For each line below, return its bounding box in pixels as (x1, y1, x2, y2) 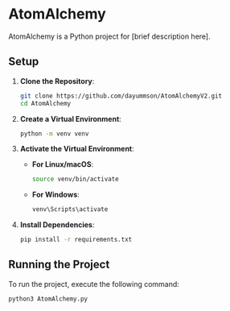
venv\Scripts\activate (31, 205, 109, 214)
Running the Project (8, 258, 110, 272)
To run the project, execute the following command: (8, 279, 179, 288)
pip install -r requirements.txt (19, 235, 133, 244)
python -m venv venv (19, 130, 89, 138)
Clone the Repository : (19, 76, 95, 85)
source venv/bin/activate (31, 175, 119, 184)
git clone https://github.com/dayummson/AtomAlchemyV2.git (19, 92, 223, 100)
